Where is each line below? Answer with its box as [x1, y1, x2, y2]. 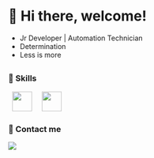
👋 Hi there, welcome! [8, 7, 148, 25]
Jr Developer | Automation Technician [19, 33, 144, 43]
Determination [19, 41, 66, 51]
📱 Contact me [8, 123, 62, 134]
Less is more [19, 50, 62, 59]
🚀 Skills [8, 73, 37, 84]
